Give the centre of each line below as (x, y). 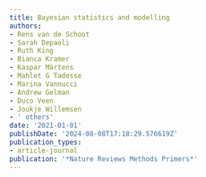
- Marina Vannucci (43, 84)
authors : (26, 26)
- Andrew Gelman (39, 92)
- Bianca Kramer (39, 59)
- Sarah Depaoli (39, 42)
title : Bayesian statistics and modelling (90, 17)
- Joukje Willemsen (46, 109)
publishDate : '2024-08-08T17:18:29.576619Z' (94, 134)
